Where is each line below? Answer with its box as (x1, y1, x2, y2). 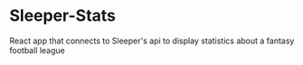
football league (9, 44, 66, 55)
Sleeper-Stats (9, 5, 116, 26)
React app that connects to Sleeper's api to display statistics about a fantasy (9, 35, 295, 46)
